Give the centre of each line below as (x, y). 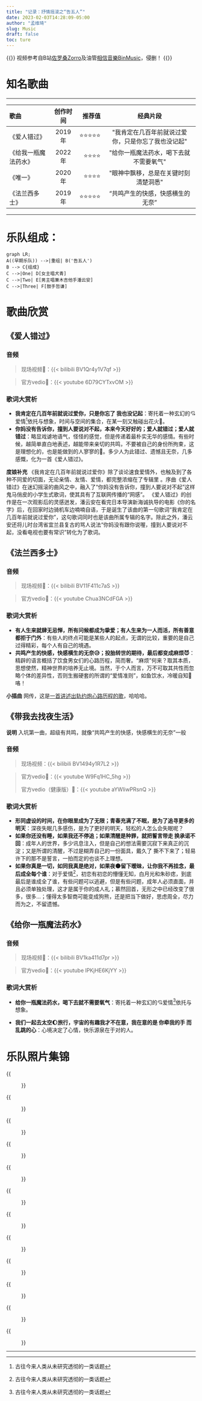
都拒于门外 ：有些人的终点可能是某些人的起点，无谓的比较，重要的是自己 (104, 638)
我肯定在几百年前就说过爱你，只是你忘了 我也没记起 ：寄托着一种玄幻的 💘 (105, 413)
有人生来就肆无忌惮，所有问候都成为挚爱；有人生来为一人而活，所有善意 (104, 630)
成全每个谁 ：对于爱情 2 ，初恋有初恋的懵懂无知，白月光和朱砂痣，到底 (106, 873)
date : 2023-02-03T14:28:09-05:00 (48, 17)
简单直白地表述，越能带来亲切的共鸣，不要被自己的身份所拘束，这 (112, 443)
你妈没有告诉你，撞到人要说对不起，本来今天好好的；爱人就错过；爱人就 (104, 428)
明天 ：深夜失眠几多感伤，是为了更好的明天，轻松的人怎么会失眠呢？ (99, 828)
